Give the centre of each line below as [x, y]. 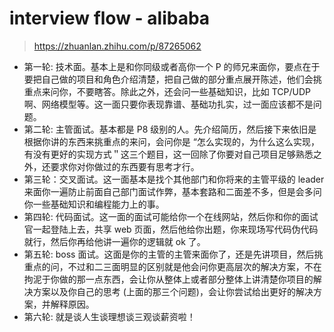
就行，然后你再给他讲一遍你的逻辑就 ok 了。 [114, 241]
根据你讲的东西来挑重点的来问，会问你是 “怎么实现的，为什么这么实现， [171, 141]
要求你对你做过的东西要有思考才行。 [125, 166]
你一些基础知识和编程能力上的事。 [94, 204]
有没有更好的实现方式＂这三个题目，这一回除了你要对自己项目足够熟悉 [168, 154]
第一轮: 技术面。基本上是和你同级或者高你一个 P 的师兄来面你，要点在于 [172, 66]
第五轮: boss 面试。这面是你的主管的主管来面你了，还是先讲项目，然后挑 [173, 254]
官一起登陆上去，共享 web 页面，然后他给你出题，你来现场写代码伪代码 [171, 229]
